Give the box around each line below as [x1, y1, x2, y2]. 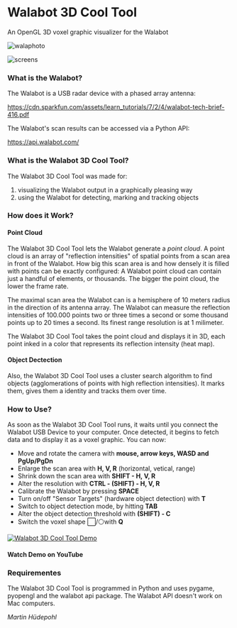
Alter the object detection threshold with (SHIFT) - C [17, 509, 171, 518]
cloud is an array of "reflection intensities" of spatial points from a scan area [7, 251, 231, 260]
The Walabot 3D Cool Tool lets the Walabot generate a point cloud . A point [7, 244, 225, 253]
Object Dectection [7, 356, 62, 364]
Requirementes [7, 568, 62, 578]
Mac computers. [7, 599, 55, 607]
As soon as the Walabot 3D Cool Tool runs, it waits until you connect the [7, 420, 219, 429]
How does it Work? [7, 211, 74, 221]
